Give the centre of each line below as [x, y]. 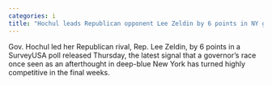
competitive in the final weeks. [59, 72]
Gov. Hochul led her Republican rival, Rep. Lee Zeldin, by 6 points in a [125, 46]
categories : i [32, 16]
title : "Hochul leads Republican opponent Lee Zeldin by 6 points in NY [134, 23]
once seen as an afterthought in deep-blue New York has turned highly [127, 64]
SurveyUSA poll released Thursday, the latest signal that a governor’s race [132, 55]
